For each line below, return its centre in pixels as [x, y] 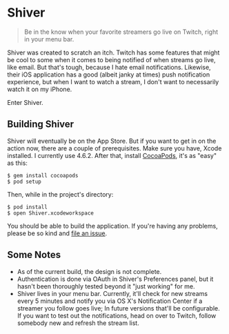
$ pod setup [24, 181]
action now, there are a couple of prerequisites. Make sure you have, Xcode [114, 148]
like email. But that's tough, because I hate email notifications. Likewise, [109, 67]
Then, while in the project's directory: [60, 194]
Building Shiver [41, 125]
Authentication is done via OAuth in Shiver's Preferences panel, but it [115, 279]
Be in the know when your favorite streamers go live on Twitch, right [121, 32]
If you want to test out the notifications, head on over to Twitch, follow [117, 315]
